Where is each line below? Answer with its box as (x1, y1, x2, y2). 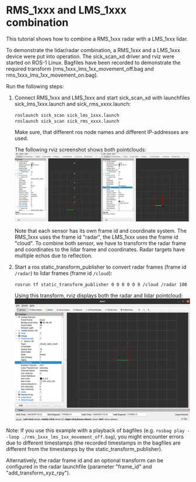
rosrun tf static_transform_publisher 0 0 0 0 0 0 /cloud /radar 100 (14, 282, 188, 288)
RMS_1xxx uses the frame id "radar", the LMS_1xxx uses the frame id (14, 233, 178, 240)
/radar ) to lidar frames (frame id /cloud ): (14, 270, 113, 277)
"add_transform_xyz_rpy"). (6, 469, 71, 477)
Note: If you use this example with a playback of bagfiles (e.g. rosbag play (6, 427, 185, 434)
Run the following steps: (6, 82, 64, 89)
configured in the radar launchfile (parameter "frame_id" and (6, 463, 152, 470)
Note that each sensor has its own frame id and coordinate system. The (14, 228, 187, 235)
